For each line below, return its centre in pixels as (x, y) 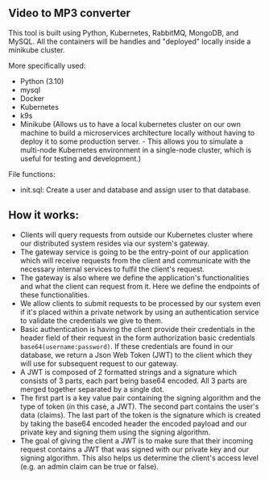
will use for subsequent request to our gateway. (99, 363)
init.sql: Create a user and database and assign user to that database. (135, 190)
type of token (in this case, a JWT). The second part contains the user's (139, 406)
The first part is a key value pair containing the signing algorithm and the (141, 397)
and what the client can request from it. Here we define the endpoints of (140, 286)
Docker (32, 98)
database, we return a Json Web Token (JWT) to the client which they (136, 355)
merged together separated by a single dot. (92, 389)
